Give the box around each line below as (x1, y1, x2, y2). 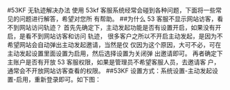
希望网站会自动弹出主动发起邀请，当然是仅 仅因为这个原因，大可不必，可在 (7, 41, 222, 48)
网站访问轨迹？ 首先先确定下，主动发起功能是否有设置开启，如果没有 (19, 24, 215, 31)
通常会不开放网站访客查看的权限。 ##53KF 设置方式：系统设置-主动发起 (7, 66, 213, 75)
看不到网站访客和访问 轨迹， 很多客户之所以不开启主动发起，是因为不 (25, 32, 223, 40)
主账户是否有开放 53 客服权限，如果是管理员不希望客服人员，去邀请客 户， (7, 58, 220, 66)
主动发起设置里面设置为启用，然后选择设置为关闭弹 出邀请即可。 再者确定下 (7, 49, 223, 57)
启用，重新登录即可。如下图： (16, 75, 102, 83)
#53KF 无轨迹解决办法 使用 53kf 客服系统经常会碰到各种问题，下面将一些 (7, 6, 216, 14)
